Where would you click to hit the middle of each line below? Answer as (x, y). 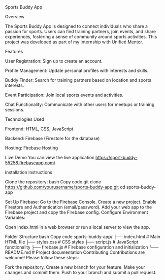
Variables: (15, 217)
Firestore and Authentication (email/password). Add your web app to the (79, 207)
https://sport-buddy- (116, 157)
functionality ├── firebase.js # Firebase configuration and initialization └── (82, 247)
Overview (15, 17)
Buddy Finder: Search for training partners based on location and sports (78, 80)
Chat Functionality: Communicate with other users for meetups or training (80, 105)
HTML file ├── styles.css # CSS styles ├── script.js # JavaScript (72, 242)
